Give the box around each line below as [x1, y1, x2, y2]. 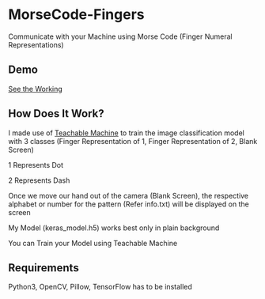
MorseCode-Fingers [8, 6, 145, 24]
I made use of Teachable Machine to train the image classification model [8, 128, 245, 138]
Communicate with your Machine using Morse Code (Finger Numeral [8, 32, 233, 41]
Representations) [8, 40, 65, 49]
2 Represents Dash [8, 176, 70, 185]
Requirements [8, 261, 79, 274]
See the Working [8, 84, 63, 93]
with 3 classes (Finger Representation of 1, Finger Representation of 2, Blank [8, 136, 258, 146]
